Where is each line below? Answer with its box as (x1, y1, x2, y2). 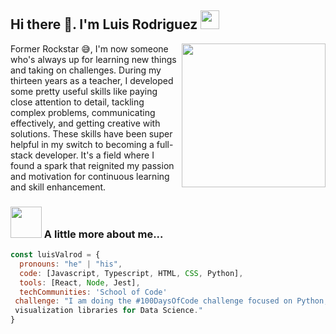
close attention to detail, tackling (10, 96, 145, 108)
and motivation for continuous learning (10, 170, 170, 182)
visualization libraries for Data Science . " (14, 306, 203, 316)
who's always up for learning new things (10, 53, 177, 65)
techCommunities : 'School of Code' (19, 287, 168, 297)
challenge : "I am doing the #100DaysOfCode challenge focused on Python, (14, 296, 329, 306)
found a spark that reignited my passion (10, 159, 175, 171)
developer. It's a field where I (34, 149, 155, 161)
